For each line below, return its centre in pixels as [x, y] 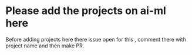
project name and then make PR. [45, 46]
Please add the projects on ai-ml [86, 11]
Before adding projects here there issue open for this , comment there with [96, 39]
